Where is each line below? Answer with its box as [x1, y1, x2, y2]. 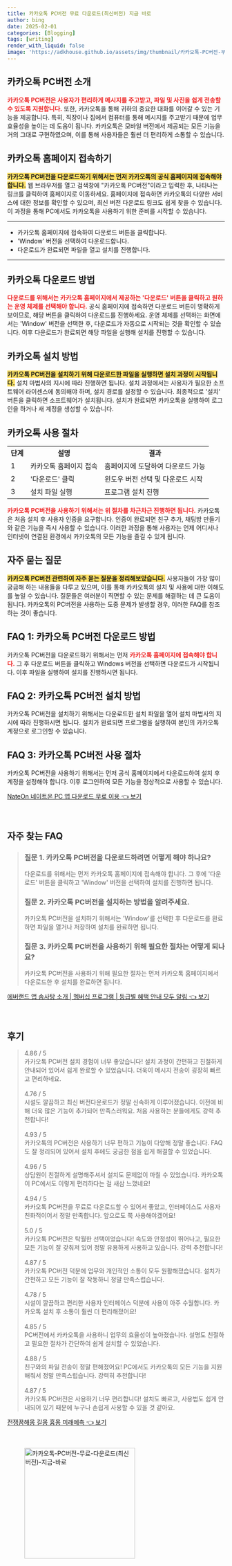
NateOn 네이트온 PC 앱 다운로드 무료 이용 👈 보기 [7, 792, 142, 801]
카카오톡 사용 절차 [7, 427, 79, 439]
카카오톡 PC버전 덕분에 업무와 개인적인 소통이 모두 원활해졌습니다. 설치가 [23, 1267, 221, 1275]
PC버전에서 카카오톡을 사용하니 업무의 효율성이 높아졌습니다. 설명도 [23, 1331, 206, 1339]
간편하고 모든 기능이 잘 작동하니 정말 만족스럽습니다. [23, 1275, 164, 1284]
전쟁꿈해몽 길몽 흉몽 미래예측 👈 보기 [7, 1418, 107, 1426]
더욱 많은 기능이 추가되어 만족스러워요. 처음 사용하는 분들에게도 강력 [31, 1107, 214, 1115]
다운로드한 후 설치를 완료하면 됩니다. [23, 978, 122, 986]
